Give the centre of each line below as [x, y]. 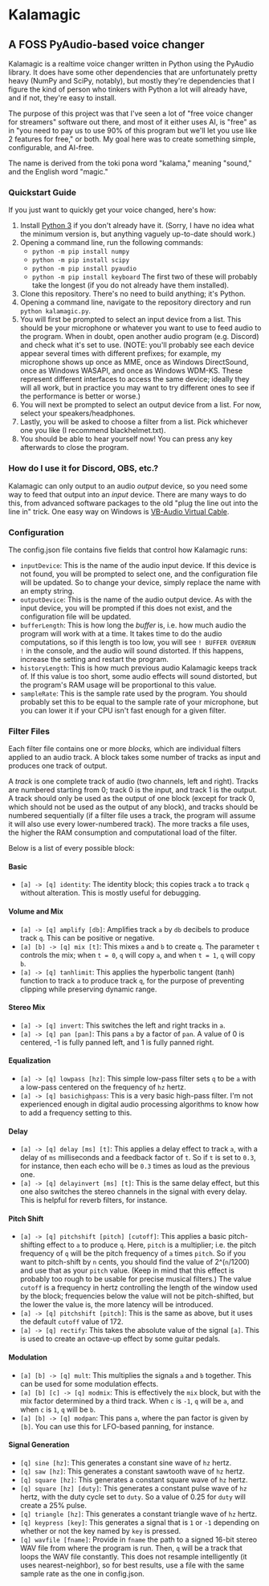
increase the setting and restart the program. [94, 659]
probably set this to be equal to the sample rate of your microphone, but [139, 701]
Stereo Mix [27, 1008]
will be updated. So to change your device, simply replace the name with [140, 582]
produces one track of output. [58, 766]
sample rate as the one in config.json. [82, 1573]
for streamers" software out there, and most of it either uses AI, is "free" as [132, 122]
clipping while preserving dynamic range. [88, 989]
